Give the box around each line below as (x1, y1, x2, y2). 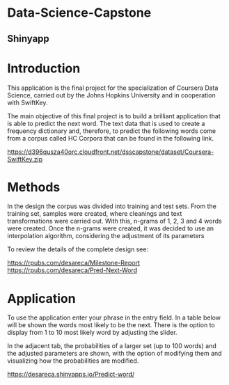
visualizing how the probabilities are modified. (7, 356, 139, 365)
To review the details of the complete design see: (7, 245, 148, 253)
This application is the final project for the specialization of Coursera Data (7, 84, 219, 92)
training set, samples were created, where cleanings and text (7, 210, 182, 218)
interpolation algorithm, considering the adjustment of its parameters (7, 232, 205, 240)
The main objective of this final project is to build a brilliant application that (7, 111, 221, 120)
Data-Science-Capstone (7, 5, 152, 21)
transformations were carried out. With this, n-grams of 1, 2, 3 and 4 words (7, 217, 222, 226)
